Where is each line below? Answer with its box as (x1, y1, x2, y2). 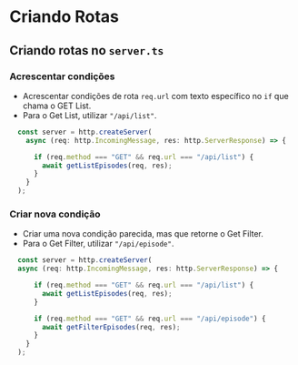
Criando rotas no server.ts (9, 43, 164, 58)
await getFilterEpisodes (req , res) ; (42, 322, 181, 331)
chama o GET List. (22, 100, 92, 111)
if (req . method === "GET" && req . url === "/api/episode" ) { (33, 314, 266, 323)
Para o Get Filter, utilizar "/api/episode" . (22, 238, 174, 249)
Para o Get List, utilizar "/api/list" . (22, 109, 157, 120)
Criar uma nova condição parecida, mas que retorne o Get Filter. (22, 228, 263, 239)
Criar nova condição (9, 208, 102, 220)
